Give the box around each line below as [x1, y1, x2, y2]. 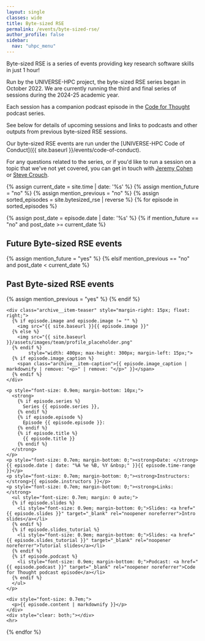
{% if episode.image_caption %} [12, 355, 95, 361]
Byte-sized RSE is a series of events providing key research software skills [6, 59, 195, 67]
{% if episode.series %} [17, 398, 81, 404]
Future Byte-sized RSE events [6, 239, 122, 249]
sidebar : [6, 37, 29, 43]
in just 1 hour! [6, 66, 40, 73]
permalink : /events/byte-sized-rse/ [6, 26, 100, 32]
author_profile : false [6, 32, 64, 38]
